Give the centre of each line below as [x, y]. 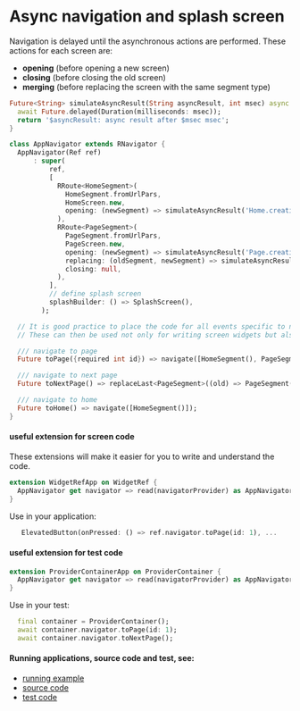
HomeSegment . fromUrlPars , [114, 194]
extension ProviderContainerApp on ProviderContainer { [115, 572]
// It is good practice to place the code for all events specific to [151, 326]
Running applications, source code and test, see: [102, 658]
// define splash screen [95, 294]
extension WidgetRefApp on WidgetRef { [83, 482]
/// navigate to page [58, 351]
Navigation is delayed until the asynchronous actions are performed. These [148, 41]
